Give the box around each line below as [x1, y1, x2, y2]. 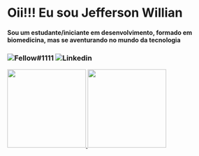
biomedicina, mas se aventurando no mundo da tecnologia [7, 36, 181, 44]
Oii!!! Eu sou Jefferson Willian [7, 5, 183, 21]
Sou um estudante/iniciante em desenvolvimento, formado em [7, 28, 193, 36]
